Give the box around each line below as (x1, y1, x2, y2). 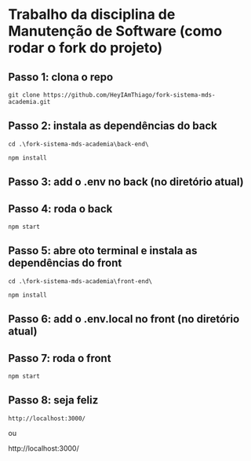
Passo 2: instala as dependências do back (8, 120, 218, 133)
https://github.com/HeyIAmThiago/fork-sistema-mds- (42, 91, 216, 99)
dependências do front (8, 256, 122, 270)
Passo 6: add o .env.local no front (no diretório (8, 312, 240, 326)
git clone (8, 91, 41, 99)
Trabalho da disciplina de (8, 6, 176, 24)
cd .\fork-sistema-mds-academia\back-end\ (8, 140, 149, 148)
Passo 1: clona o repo (8, 70, 114, 83)
